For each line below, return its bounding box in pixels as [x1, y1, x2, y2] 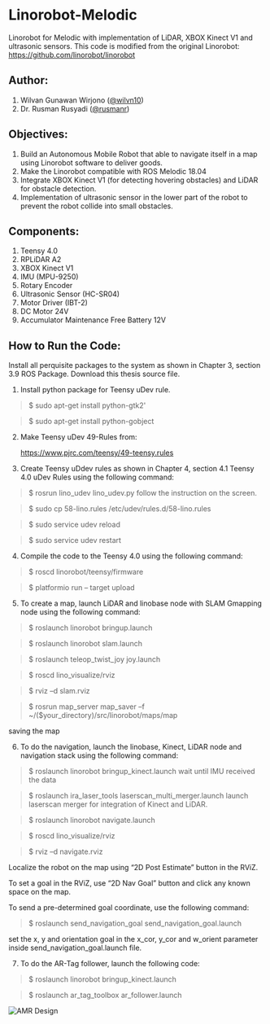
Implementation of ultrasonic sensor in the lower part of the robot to [20, 192, 248, 202]
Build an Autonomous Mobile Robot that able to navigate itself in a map [20, 149, 258, 159]
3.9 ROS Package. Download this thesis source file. [8, 369, 181, 379]
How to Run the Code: [8, 339, 121, 352]
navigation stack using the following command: [20, 750, 179, 760]
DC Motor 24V [20, 307, 69, 317]
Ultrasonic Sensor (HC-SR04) [20, 289, 120, 299]
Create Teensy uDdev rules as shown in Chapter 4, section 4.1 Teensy [20, 464, 255, 474]
